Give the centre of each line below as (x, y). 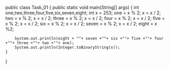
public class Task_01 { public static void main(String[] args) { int (72, 7)
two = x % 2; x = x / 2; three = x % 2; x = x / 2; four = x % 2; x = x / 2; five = (85, 18)
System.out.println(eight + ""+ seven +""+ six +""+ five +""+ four (89, 38)
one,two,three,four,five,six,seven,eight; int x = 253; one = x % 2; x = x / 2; (83, 13)
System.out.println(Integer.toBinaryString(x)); (67, 48)
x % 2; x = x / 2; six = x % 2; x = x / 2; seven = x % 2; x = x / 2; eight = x (81, 24)
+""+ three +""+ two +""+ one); (40, 43)
